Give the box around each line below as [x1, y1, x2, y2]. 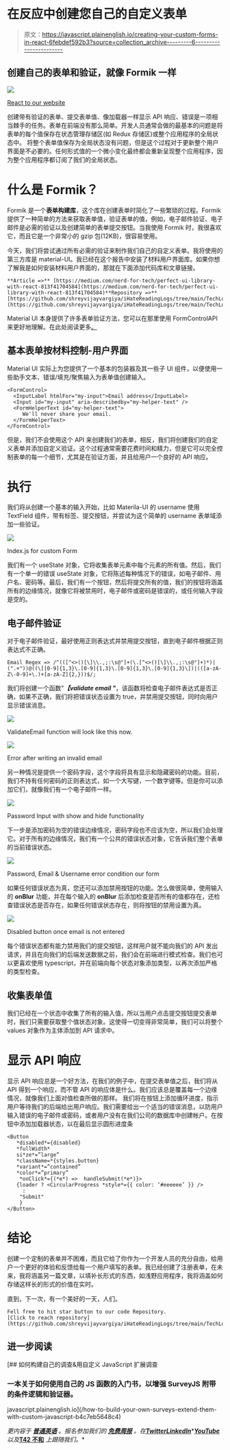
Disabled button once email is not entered [7, 928, 125, 936]
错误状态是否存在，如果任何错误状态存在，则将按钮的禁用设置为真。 [12, 901, 205, 909]
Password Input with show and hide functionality [7, 812, 144, 820]
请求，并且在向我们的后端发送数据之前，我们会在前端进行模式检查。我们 [7, 950, 211, 959]
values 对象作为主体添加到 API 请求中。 [7, 1027, 118, 1035]
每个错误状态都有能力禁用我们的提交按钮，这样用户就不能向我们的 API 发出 [7, 942, 218, 950]
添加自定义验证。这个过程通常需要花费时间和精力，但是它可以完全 [30, 444, 217, 452]
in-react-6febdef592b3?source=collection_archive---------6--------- [23, 38, 220, 46]
